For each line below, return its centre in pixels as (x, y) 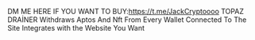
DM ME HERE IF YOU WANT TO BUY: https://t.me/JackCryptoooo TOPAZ (126, 11)
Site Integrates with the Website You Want (76, 28)
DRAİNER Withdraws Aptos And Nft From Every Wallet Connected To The (127, 20)
